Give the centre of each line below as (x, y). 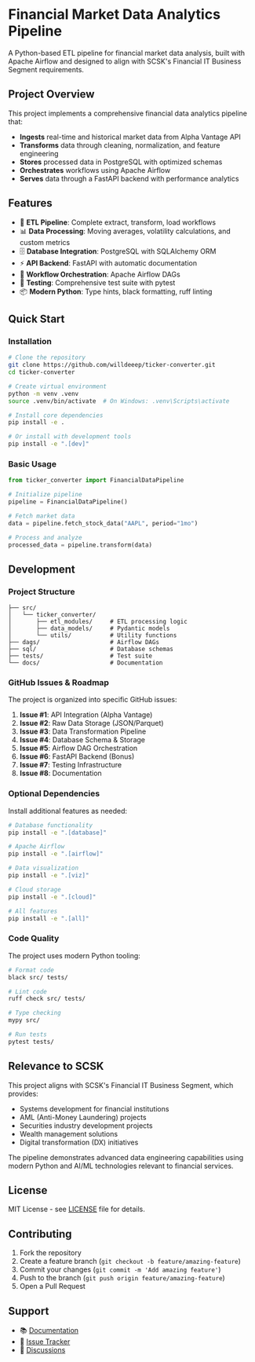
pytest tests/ (31, 1042)
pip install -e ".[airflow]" (56, 854)
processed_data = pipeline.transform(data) (80, 545)
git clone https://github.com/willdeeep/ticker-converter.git (112, 365)
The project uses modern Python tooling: (75, 955)
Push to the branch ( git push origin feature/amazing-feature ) (122, 1278)
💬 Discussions (42, 1350)
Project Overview (51, 95)
